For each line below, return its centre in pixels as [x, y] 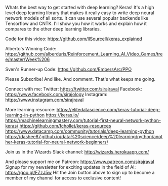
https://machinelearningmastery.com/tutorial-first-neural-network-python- [83, 120]
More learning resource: [30, 110]
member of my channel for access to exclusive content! [63, 178]
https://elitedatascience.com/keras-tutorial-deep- [108, 110]
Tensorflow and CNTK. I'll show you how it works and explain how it [76, 23]
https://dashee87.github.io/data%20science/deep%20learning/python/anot [84, 136]
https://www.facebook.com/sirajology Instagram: [56, 94]
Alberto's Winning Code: [31, 49]
